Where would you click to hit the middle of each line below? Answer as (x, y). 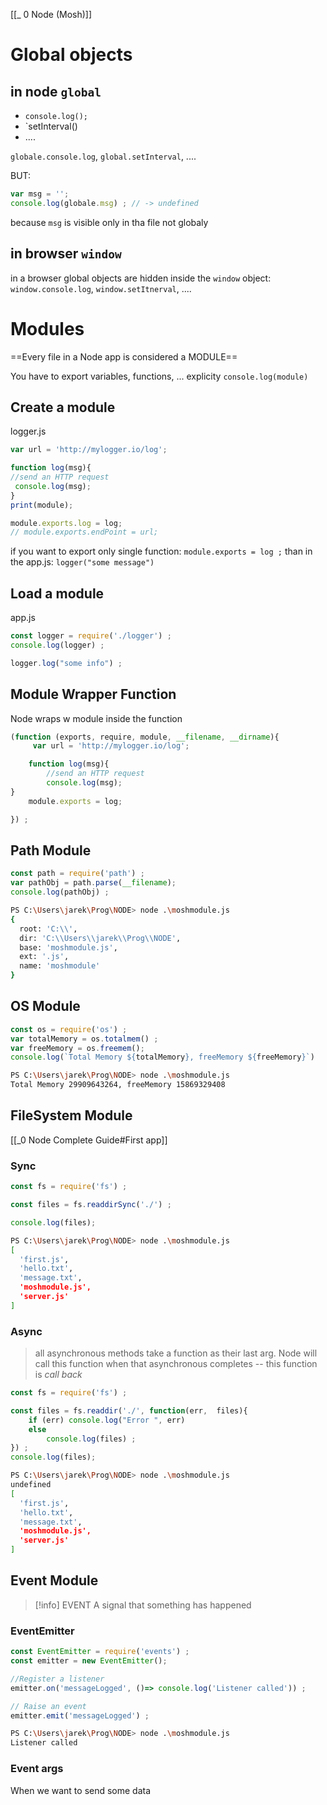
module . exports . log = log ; (66, 523)
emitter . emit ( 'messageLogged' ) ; (80, 1715)
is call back (58, 1375)
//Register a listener (57, 1679)
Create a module (63, 407)
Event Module (54, 1580)
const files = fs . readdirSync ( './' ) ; (91, 1205)
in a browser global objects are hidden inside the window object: (141, 278)
